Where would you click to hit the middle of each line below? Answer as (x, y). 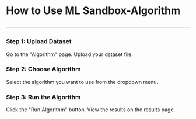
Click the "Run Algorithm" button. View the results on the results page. (91, 110)
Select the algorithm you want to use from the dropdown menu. (82, 82)
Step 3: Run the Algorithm (43, 97)
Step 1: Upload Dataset (39, 41)
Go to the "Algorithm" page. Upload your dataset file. (69, 54)
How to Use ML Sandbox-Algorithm (93, 11)
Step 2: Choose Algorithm (43, 69)
